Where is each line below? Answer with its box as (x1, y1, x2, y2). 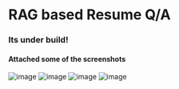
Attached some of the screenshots (8, 54, 126, 63)
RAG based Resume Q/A (8, 6, 172, 24)
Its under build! (8, 34, 69, 46)
